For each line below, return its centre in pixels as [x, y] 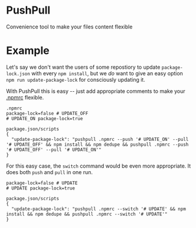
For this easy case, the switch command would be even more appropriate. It [99, 166]
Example [28, 51]
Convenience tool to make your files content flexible [69, 27]
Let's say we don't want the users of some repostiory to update [83, 67]
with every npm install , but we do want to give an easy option [107, 73]
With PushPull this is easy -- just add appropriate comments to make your [96, 91]
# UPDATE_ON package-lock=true [45, 118]
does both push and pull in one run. [50, 172]
